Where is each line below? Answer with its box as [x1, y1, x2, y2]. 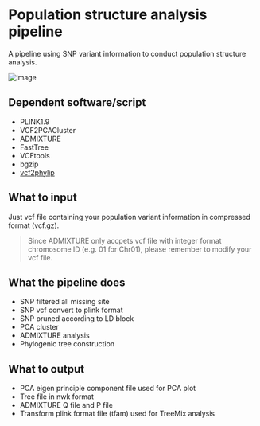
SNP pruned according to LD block [19, 314, 134, 323]
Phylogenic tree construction [19, 339, 115, 349]
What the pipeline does [8, 276, 126, 289]
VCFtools [19, 150, 50, 160]
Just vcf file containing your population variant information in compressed [8, 212, 250, 221]
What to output [8, 362, 85, 376]
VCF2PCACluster [19, 125, 76, 135]
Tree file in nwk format [19, 392, 94, 401]
